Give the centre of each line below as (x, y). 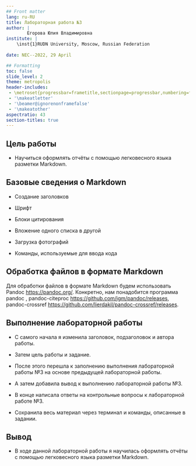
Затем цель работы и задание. (52, 354)
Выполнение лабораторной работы (74, 323)
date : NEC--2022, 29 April (39, 55)
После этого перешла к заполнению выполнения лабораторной (94, 366)
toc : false (19, 71)
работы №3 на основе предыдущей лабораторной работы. (88, 372)
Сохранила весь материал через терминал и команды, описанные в (100, 412)
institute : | (22, 39)
